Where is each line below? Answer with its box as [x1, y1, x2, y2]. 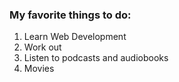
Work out [23, 41, 62, 53]
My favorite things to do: [9, 8, 132, 22]
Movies [23, 63, 55, 75]
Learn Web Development [23, 31, 127, 43]
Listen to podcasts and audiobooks [23, 52, 169, 64]
